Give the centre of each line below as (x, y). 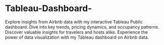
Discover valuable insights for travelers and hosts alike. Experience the (76, 32)
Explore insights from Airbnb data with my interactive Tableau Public (74, 22)
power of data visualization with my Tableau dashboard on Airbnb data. (77, 37)
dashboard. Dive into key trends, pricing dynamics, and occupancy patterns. (82, 27)
